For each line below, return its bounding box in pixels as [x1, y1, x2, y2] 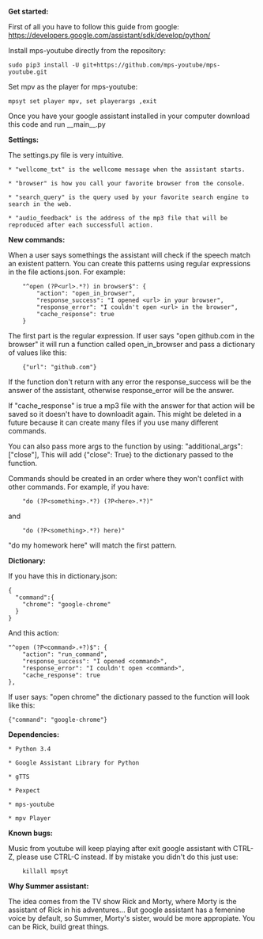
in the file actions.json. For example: [8, 267, 126, 277]
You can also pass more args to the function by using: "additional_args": [8, 441, 243, 451]
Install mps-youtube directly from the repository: [8, 46, 167, 55]
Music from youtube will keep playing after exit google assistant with [8, 844, 231, 853]
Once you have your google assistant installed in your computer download [8, 111, 250, 120]
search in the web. [8, 200, 73, 208]
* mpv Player [8, 815, 51, 823]
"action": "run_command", [22, 651, 108, 658]
